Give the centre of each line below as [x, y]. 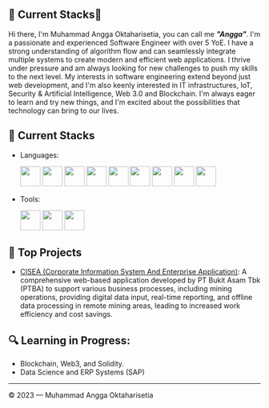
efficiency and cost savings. [66, 314]
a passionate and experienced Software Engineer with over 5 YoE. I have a [131, 42]
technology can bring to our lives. [64, 110]
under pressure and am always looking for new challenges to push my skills [133, 68]
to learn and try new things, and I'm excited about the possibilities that [124, 102]
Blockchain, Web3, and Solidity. [72, 364]
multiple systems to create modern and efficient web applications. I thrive [129, 59]
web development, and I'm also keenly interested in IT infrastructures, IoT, [130, 85]
